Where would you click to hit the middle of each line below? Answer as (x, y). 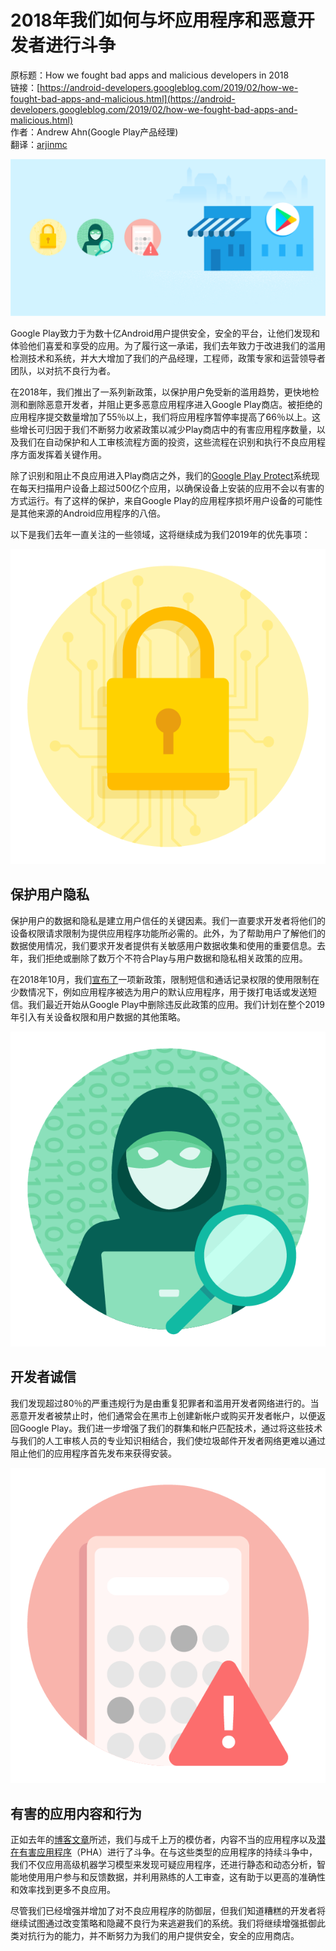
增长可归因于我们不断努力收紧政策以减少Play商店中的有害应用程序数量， (167, 429)
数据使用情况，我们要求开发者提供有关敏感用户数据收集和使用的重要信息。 (163, 945)
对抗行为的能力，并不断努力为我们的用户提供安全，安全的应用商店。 (159, 1936)
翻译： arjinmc (39, 144)
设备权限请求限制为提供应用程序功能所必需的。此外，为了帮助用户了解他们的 (168, 933)
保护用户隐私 (50, 894)
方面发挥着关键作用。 (62, 454)
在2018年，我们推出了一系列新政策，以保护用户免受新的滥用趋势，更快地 (160, 392)
